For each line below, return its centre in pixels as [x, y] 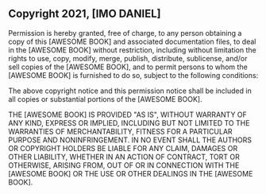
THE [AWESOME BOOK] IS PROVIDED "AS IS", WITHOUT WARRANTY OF [128, 114]
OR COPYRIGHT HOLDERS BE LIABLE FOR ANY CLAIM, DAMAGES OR [123, 148]
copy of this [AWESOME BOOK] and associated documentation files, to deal [132, 41]
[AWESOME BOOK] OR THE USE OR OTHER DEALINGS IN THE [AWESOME [131, 173]
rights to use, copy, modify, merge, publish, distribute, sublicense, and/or [128, 58]
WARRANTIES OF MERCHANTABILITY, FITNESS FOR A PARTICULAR [120, 131]
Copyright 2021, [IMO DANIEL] [85, 14]
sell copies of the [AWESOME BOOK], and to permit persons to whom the [128, 67]
